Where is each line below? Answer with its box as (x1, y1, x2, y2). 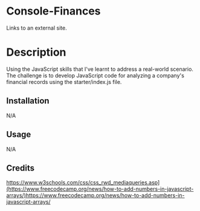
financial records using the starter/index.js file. (6, 78, 122, 85)
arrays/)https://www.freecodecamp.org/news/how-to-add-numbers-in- (6, 192, 185, 199)
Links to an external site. (6, 24, 68, 31)
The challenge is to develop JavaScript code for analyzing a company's (6, 71, 184, 79)
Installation (6, 96, 50, 106)
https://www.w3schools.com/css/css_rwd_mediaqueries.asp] (6, 179, 160, 186)
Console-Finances (6, 4, 101, 18)
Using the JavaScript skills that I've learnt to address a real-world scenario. (6, 65, 193, 73)
